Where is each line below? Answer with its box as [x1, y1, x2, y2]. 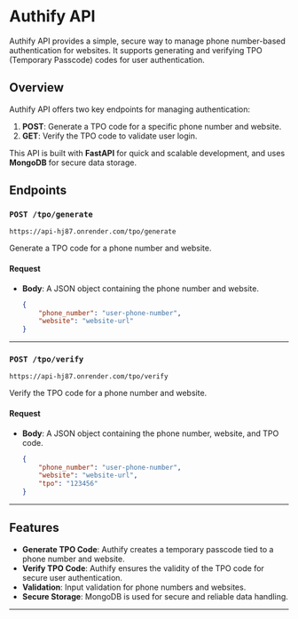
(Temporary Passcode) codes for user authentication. [9, 54, 206, 65]
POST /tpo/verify [9, 354, 84, 365]
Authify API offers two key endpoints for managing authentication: [9, 104, 251, 115]
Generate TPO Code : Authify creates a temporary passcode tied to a [21, 544, 274, 554]
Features [9, 520, 59, 536]
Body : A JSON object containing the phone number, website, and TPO [21, 428, 279, 439]
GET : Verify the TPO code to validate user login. [21, 131, 198, 141]
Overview [9, 80, 65, 95]
